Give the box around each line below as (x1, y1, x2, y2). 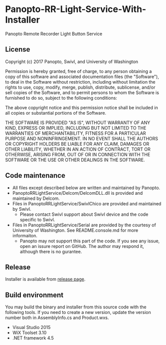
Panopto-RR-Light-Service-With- (5, 4, 147, 15)
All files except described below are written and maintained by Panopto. (12, 184, 161, 191)
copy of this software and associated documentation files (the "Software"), (5, 74, 160, 80)
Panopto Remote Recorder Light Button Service (5, 31, 103, 37)
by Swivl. (12, 206, 31, 212)
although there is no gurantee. (19, 248, 82, 254)
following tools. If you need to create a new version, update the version (5, 309, 151, 315)
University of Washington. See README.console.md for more (12, 227, 139, 233)
